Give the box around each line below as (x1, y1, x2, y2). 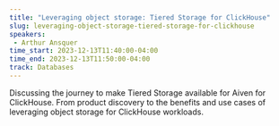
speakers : (9, 29, 47, 38)
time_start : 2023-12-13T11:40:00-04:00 (9, 46, 159, 55)
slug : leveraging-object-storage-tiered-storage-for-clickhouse (9, 21, 255, 30)
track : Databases (9, 63, 74, 72)
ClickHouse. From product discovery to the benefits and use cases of (9, 97, 266, 107)
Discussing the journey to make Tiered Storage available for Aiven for (9, 87, 266, 98)
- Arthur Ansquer (13, 38, 78, 47)
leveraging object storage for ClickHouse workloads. (9, 106, 205, 117)
